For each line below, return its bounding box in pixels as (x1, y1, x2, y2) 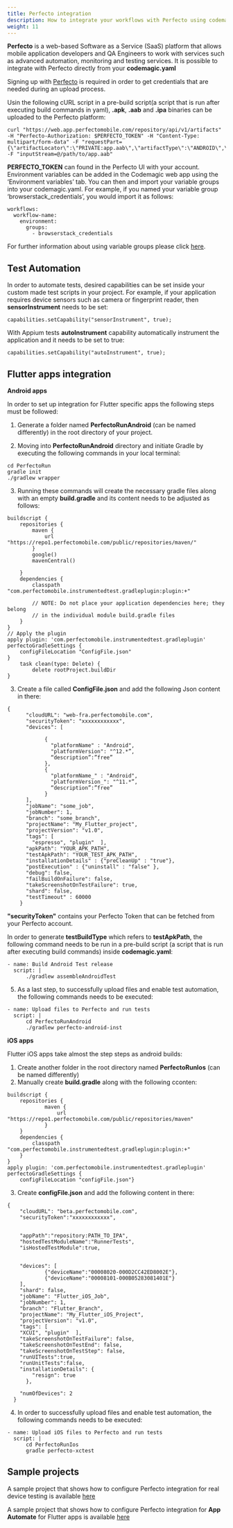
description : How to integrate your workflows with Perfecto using (7, 17, 207, 24)
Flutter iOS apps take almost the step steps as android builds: (7, 1050, 182, 1058)
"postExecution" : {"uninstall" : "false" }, (25, 864, 159, 870)
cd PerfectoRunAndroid (25, 1018, 92, 1025)
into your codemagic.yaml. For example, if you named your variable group (7, 185, 218, 194)
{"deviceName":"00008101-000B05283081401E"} (44, 1275, 175, 1282)
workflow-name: (13, 212, 58, 219)
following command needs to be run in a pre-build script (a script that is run (7, 941, 223, 948)
